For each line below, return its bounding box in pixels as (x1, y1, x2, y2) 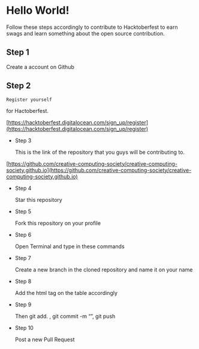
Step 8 (14, 278, 32, 285)
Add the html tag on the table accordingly (14, 289, 118, 296)
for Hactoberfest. (6, 107, 49, 114)
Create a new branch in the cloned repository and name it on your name (14, 266, 193, 273)
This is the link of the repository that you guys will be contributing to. (14, 148, 185, 156)
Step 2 (6, 80, 31, 91)
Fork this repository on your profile (14, 219, 101, 226)
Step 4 (14, 184, 32, 192)
